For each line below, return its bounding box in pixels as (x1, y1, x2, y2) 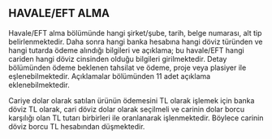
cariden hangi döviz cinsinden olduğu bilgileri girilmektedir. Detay (8, 54, 227, 63)
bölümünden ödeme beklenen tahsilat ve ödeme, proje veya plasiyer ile (8, 63, 247, 72)
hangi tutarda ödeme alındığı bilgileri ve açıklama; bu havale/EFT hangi (8, 45, 245, 55)
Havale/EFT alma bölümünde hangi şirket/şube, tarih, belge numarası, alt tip (8, 28, 262, 37)
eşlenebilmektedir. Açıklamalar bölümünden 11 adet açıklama (8, 71, 211, 80)
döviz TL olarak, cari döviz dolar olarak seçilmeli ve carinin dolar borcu (8, 104, 245, 114)
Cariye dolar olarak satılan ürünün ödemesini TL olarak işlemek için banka (8, 95, 255, 105)
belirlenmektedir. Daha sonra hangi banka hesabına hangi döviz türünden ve (8, 37, 263, 46)
